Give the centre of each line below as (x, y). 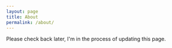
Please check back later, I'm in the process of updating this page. (86, 39)
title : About (22, 17)
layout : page (22, 11)
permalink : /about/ (30, 22)
